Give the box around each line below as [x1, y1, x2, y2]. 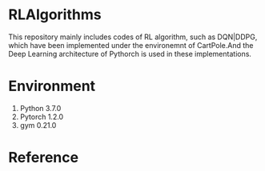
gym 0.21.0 [19, 120, 57, 129]
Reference [8, 149, 78, 167]
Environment [8, 78, 96, 95]
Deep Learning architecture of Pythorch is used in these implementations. [8, 49, 252, 58]
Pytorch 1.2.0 [19, 112, 64, 121]
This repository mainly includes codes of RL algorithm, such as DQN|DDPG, [8, 32, 258, 42]
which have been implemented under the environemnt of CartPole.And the [8, 40, 254, 50]
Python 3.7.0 [19, 103, 62, 113]
